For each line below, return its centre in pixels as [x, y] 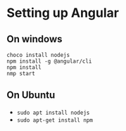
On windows [34, 39]
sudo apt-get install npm [55, 120]
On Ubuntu [31, 95]
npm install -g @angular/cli [49, 61]
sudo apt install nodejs [53, 113]
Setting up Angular [63, 13]
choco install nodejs [38, 55]
